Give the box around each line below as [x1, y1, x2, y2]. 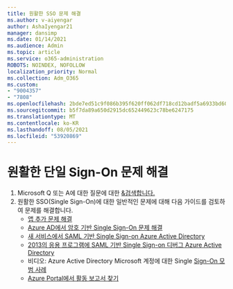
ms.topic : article [7, 49, 60, 56]
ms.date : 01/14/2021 [7, 36, 67, 43]
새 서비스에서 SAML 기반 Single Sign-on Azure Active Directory [27, 232, 205, 240]
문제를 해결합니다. [24, 206, 74, 215]
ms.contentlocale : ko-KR [7, 119, 79, 127]
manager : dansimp [7, 29, 58, 37]
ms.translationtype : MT [7, 113, 76, 120]
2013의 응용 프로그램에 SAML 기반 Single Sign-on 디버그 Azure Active [27, 240, 222, 249]
